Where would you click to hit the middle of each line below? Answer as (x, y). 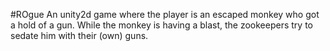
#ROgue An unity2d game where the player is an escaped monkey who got (165, 14)
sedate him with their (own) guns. (79, 35)
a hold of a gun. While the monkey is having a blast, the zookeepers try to (161, 25)
